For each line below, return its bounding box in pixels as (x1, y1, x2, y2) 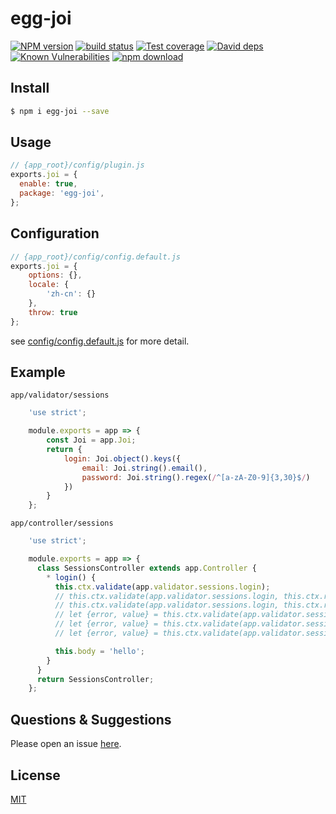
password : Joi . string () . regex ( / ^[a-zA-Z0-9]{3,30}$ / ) (81, 472, 311, 482)
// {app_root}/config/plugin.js (10, 160, 145, 171)
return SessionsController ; (36, 674, 155, 684)
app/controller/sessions (10, 518, 114, 529)
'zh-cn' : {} (46, 289, 97, 299)
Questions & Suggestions (10, 711, 172, 728)
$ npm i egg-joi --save (10, 106, 110, 116)
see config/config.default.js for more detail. (10, 335, 190, 347)
